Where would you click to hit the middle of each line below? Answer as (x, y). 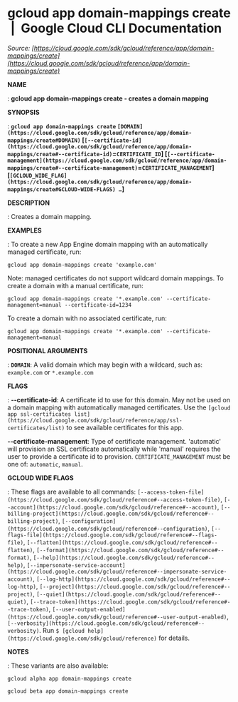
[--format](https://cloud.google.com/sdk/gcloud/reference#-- (130, 550)
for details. (174, 638)
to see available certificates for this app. (125, 427)
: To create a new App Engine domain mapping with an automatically (108, 244)
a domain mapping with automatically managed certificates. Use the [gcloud (119, 407)
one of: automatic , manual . (45, 464)
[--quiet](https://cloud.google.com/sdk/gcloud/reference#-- (129, 594)
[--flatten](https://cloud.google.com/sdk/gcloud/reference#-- (122, 543)
